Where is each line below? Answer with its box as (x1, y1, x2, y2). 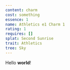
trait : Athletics (5, 41, 42, 46)
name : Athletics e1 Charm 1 (5, 21, 65, 27)
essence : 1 (5, 17, 29, 22)
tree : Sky (5, 45, 27, 51)
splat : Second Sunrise (5, 36, 54, 41)
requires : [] (5, 31, 33, 36)
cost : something (5, 12, 40, 17)
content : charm (5, 7, 38, 13)
